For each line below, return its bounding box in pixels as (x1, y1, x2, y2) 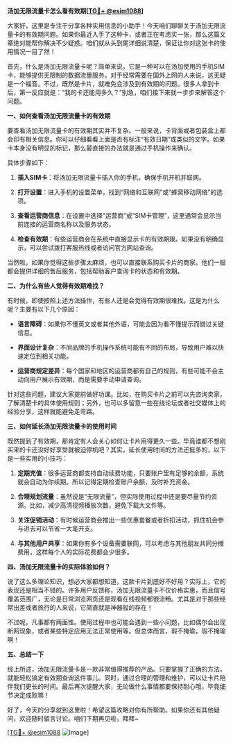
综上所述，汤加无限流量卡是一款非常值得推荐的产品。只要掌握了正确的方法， (7, 665, 226, 673)
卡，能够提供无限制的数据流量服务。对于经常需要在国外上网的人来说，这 (7, 71, 214, 79)
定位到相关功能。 (23, 352, 73, 360)
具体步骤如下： (7, 159, 50, 166)
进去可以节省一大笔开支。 (23, 524, 97, 533)
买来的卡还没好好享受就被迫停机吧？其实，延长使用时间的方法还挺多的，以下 (7, 445, 226, 454)
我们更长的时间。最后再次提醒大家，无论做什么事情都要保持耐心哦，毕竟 (12, 683, 220, 690)
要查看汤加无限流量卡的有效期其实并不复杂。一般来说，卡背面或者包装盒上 (7, 126, 220, 135)
